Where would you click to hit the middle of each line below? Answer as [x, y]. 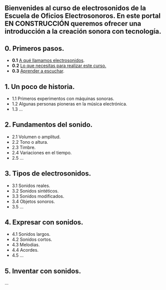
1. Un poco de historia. [40, 87]
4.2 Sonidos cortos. [32, 240]
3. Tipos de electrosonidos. [48, 174]
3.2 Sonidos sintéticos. [35, 191]
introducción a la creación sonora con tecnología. [83, 32]
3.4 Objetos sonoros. [33, 201]
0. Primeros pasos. [35, 48]
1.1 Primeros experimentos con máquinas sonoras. [63, 98]
